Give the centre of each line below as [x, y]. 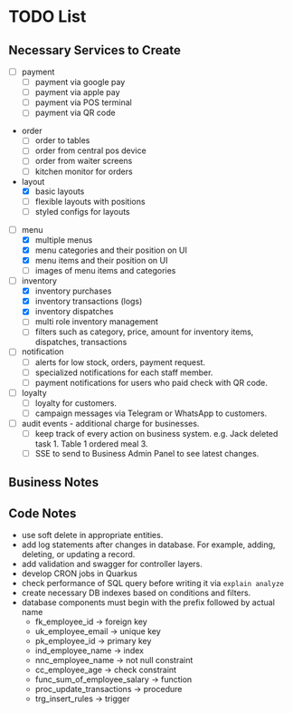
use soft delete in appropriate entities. [92, 535]
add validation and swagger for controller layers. [112, 564]
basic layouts [60, 191]
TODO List [47, 17]
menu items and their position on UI [101, 260]
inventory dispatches [74, 312]
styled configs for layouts [82, 211]
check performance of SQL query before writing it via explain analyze [153, 583]
